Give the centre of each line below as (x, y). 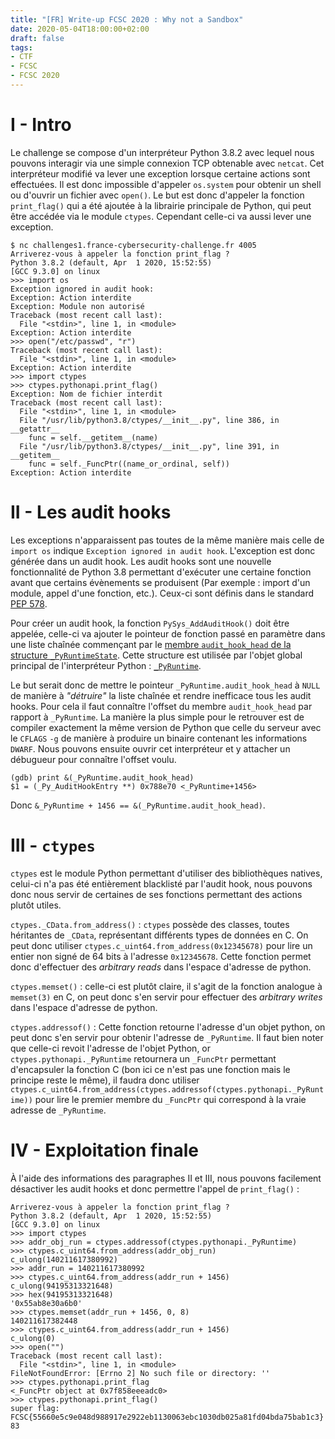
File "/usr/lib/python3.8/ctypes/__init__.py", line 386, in (149, 420)
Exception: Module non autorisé (77, 306)
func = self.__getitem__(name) (93, 437)
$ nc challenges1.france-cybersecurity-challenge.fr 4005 (133, 245)
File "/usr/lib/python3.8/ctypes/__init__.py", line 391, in (149, 446)
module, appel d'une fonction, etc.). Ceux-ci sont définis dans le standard (162, 593)
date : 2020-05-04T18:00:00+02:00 (80, 29)
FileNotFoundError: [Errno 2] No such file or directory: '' (140, 1373)
